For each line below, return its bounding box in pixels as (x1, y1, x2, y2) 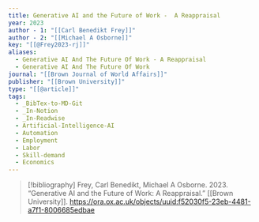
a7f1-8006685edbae (27, 205, 96, 215)
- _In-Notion (15, 107, 58, 115)
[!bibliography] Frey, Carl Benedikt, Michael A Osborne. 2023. (27, 180, 229, 190)
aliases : (8, 48, 37, 56)
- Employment (15, 136, 58, 145)
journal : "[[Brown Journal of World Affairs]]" (8, 70, 168, 78)
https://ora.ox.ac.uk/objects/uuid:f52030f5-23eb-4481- (69, 197, 251, 206)
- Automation (15, 129, 58, 137)
